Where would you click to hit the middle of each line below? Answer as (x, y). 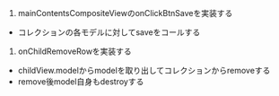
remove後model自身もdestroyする (81, 82)
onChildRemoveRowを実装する (74, 51)
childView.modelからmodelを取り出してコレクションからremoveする (144, 70)
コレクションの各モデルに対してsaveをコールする (109, 32)
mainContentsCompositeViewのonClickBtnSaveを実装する (125, 13)
